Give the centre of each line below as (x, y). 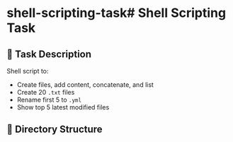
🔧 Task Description (49, 54)
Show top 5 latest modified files (63, 107)
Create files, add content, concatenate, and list (85, 85)
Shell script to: (28, 71)
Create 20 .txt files (46, 92)
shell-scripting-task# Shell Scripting (116, 13)
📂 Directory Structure (55, 130)
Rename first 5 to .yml (49, 100)
